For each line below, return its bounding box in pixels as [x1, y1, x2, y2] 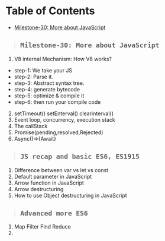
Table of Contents [5, 4, 95, 18]
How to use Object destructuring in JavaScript [14, 192, 128, 199]
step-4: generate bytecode [14, 85, 80, 93]
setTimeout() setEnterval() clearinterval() [14, 110, 114, 117]
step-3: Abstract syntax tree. [14, 79, 85, 87]
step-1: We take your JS [14, 66, 73, 74]
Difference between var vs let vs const [14, 166, 109, 173]
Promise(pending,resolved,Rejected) [14, 129, 103, 136]
